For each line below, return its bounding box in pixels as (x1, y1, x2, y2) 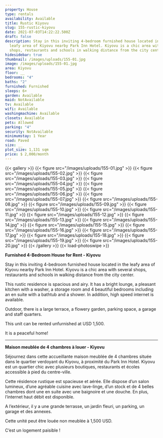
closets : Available (5, 115, 45, 121)
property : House (5, 7, 38, 12)
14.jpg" (5, 222, 19, 228)
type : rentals (5, 12, 34, 17)
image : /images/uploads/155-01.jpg (5, 61, 77, 66)
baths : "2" (5, 79, 27, 84)
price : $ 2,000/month (5, 152, 49, 157)
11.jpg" (5, 211, 18, 217)
